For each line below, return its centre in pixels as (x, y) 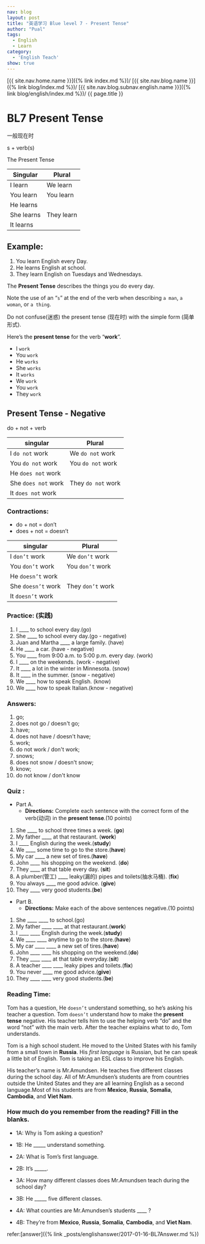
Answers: (22, 704)
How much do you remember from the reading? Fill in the (93, 1112)
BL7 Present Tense (55, 118)
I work (23, 349)
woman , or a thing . (29, 304)
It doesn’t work (32, 596)
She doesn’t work (35, 586)
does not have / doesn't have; (53, 736)
